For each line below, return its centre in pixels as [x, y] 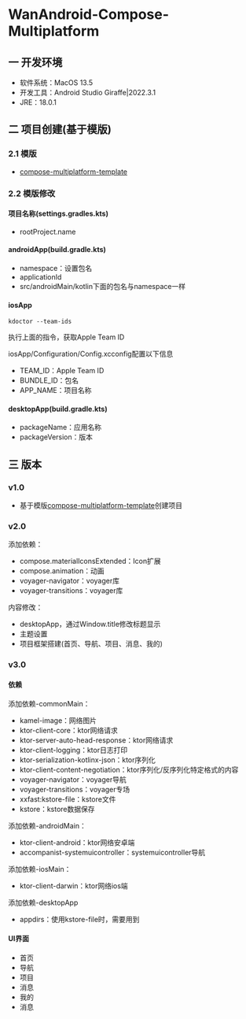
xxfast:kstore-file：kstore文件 [68, 799]
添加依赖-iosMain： [40, 869]
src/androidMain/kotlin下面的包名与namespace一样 [103, 287]
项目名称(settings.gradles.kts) [58, 213]
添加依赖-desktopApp [43, 902]
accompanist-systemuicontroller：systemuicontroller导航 [112, 852]
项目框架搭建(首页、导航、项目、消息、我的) [91, 644]
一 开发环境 [35, 62]
